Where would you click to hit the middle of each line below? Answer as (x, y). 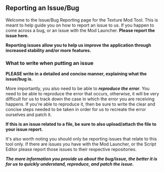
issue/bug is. (19, 79)
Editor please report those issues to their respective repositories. (71, 149)
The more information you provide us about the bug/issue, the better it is (82, 159)
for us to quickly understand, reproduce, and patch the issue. (70, 164)
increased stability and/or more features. (48, 50)
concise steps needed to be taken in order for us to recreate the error (76, 110)
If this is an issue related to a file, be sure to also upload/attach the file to (81, 124)
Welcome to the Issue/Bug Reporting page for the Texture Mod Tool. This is (82, 20)
